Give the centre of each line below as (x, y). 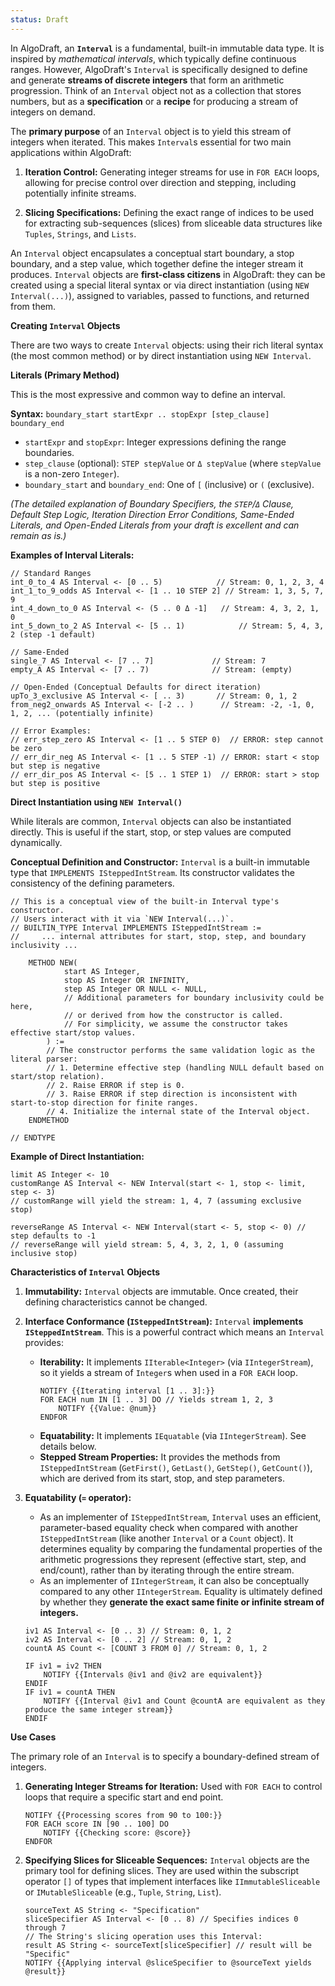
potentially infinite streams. (80, 193)
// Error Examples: (51, 731)
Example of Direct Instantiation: (77, 1156)
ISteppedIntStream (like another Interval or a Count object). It (166, 1538)
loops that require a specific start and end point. (124, 1797)
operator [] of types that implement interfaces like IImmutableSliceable (172, 1881)
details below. (68, 1446)
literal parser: (44, 1059)
